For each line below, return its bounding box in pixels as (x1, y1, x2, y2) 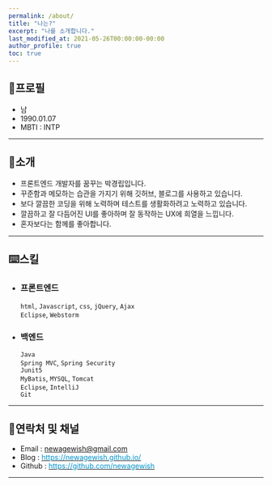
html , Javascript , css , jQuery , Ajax (19, 301, 135, 311)
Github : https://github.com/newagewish (19, 461, 155, 471)
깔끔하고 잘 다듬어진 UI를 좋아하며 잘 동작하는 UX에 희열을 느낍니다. (19, 208, 235, 219)
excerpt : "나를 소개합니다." (8, 27, 95, 35)
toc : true (8, 49, 42, 58)
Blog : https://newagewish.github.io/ (19, 453, 142, 463)
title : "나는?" (8, 19, 57, 28)
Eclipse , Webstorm (19, 309, 79, 320)
